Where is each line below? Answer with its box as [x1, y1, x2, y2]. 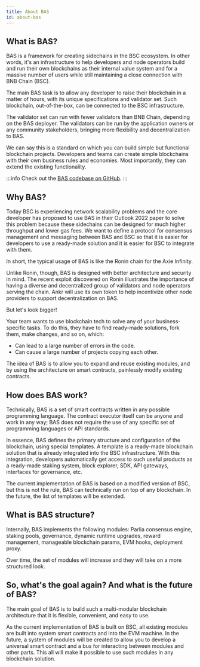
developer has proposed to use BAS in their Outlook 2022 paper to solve [6, 215, 185, 222]
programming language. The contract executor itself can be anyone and [6, 412, 183, 419]
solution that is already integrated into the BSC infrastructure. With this [6, 449, 180, 456]
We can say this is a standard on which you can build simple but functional [6, 144, 190, 151]
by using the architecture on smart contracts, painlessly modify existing [6, 366, 182, 374]
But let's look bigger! [6, 306, 58, 314]
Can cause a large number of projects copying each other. [14, 348, 159, 356]
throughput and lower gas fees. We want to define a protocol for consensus [6, 227, 192, 234]
